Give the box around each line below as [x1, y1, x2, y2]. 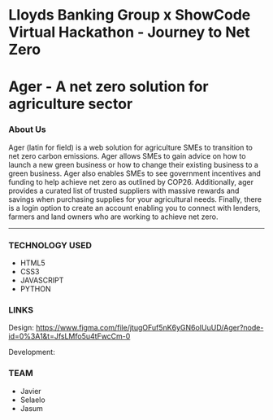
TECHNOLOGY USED [8, 239, 92, 251]
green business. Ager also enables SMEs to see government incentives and [8, 168, 262, 178]
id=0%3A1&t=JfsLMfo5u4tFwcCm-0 [8, 331, 131, 341]
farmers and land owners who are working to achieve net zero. [8, 212, 219, 221]
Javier [19, 386, 42, 396]
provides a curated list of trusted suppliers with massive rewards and [8, 186, 240, 195]
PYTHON [19, 283, 51, 294]
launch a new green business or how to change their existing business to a [8, 160, 258, 169]
